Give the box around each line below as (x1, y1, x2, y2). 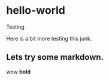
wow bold (6, 68, 31, 75)
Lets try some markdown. (6, 52, 104, 63)
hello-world (6, 4, 66, 17)
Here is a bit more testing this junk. (6, 35, 92, 42)
